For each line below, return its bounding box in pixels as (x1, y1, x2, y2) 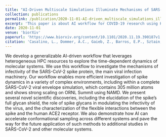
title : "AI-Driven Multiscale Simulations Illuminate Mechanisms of (5, 7, 149, 12)
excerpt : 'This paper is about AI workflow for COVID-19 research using (5, 21, 158, 26)
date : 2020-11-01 (5, 26, 41, 31)
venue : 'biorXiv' (5, 30, 41, 35)
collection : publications (5, 12, 58, 17)
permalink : (5, 16, 28, 21)
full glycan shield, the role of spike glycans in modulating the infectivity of (5, 100, 155, 106)
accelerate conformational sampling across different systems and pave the (5, 115, 158, 121)
